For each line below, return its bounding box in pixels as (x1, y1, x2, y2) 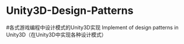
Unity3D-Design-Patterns (6, 4, 134, 17)
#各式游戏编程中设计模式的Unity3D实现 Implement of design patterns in (6, 24, 179, 31)
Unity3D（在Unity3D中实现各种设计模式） (6, 31, 107, 38)
